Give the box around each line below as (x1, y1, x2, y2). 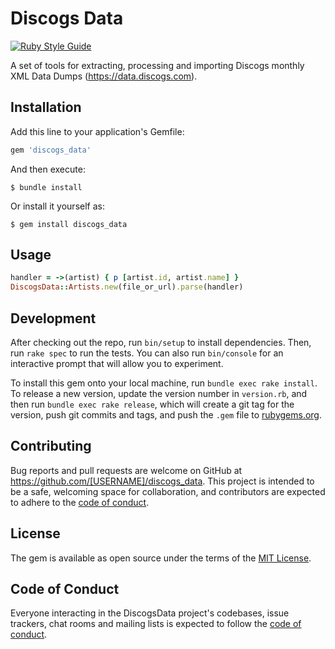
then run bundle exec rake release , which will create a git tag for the (10, 398, 295, 410)
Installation (10, 99, 82, 116)
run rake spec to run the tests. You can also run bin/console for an (10, 347, 284, 359)
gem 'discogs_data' (10, 145, 92, 155)
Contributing (10, 438, 92, 455)
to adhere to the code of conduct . (10, 496, 150, 508)
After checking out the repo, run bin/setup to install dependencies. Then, (10, 337, 312, 348)
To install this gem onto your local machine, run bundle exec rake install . (10, 377, 318, 389)
